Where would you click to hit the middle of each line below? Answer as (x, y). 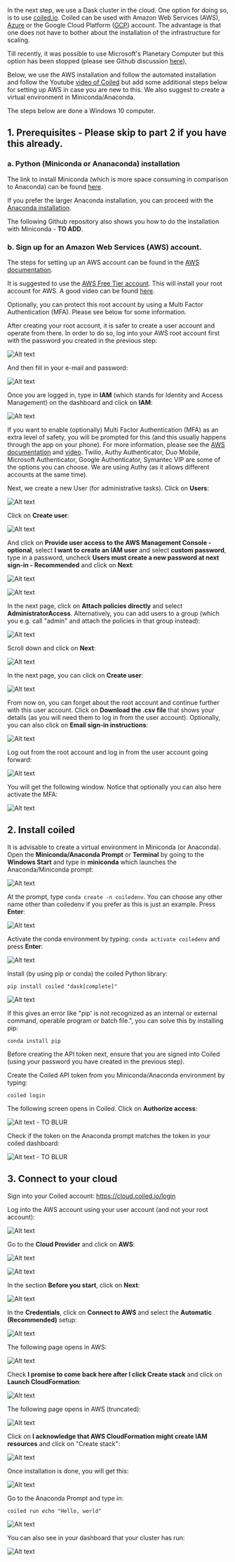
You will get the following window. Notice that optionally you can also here (115, 787)
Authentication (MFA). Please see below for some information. (97, 311)
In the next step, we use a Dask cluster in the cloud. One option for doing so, (118, 10)
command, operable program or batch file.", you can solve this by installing (115, 1020)
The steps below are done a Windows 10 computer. (81, 111)
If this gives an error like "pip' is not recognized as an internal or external (112, 1013)
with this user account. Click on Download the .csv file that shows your (111, 710)
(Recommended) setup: (42, 1319)
